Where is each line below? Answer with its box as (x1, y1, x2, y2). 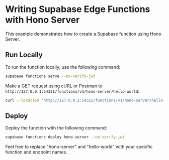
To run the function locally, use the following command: (5, 64, 121, 70)
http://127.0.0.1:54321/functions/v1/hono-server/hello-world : (5, 88, 140, 94)
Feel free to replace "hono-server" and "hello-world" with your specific (5, 144, 153, 150)
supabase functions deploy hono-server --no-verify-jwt (5, 134, 125, 140)
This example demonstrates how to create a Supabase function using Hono (5, 31, 162, 37)
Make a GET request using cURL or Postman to (5, 83, 103, 89)
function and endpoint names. (5, 149, 68, 155)
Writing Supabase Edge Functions (5, 4, 150, 15)
